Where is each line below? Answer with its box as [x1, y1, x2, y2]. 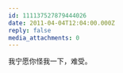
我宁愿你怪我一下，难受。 [8, 56, 92, 66]
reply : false [8, 26, 52, 34]
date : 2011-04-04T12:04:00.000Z [8, 19, 115, 27]
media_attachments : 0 [8, 33, 80, 42]
